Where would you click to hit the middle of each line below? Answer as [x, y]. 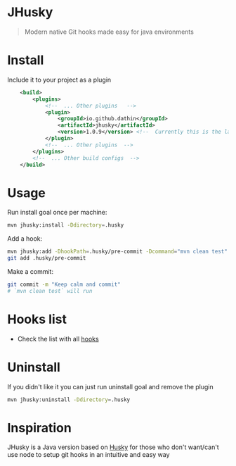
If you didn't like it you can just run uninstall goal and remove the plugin [111, 386]
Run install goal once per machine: [57, 213]
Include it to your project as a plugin [59, 80]
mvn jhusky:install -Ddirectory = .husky [66, 225]
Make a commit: [31, 271]
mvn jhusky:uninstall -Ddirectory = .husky [69, 399]
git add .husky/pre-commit [47, 258]
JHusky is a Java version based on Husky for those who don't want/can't [113, 447]
